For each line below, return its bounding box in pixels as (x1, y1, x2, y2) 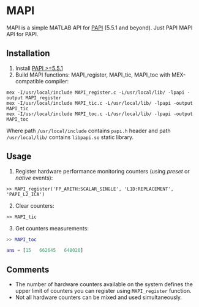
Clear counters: (15, 202, 55, 209)
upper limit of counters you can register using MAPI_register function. (15, 287, 192, 295)
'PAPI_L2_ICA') (6, 191, 45, 197)
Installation (6, 48, 50, 59)
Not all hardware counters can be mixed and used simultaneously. (15, 294, 182, 301)
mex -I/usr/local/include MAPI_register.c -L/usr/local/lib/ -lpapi (6, 89, 185, 96)
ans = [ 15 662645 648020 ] (6, 248, 84, 254)
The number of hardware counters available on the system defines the (15, 281, 193, 288)
